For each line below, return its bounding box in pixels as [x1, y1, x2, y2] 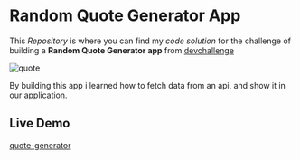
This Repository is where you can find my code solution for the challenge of [9, 35, 292, 46]
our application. [9, 89, 68, 100]
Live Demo [9, 116, 70, 131]
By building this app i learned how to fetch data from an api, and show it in [9, 80, 286, 90]
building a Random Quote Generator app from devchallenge [9, 44, 235, 55]
